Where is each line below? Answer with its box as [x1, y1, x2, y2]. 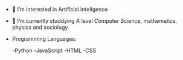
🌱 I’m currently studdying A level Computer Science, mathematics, [11, 17, 177, 24]
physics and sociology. [11, 24, 69, 31]
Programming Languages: [11, 35, 77, 42]
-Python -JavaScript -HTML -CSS [11, 47, 97, 54]
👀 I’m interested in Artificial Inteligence [11, 6, 108, 13]
